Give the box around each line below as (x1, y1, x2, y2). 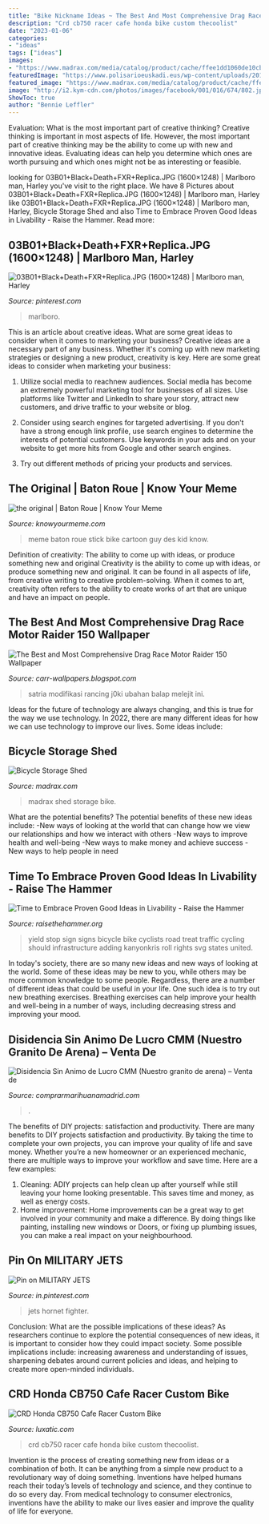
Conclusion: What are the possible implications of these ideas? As (8, 1321, 227, 1331)
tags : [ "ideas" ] (8, 49, 62, 57)
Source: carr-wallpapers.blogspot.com (8, 674, 137, 683)
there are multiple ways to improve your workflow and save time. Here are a (8, 1156, 259, 1165)
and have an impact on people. (8, 592, 110, 601)
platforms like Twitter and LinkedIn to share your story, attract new (19, 393, 239, 403)
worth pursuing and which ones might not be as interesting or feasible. (8, 157, 242, 167)
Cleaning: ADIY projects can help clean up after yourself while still (19, 1180, 239, 1189)
